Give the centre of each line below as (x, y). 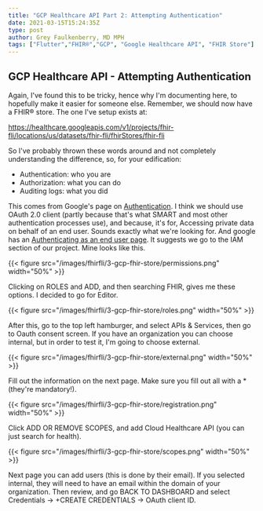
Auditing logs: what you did (64, 191)
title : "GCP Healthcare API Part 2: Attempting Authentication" (115, 15)
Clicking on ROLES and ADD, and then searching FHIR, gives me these (122, 287)
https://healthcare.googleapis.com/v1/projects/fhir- (91, 127)
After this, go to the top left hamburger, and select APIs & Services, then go (130, 325)
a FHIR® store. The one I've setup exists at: (78, 111)
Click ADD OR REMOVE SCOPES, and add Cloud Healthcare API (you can (126, 428)
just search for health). (45, 436)
